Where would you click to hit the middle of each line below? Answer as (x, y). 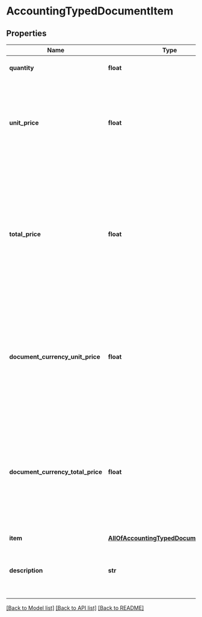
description (26, 570)
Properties (26, 33)
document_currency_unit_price (55, 357)
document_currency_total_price (56, 472)
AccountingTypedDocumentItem (90, 11)
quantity (22, 68)
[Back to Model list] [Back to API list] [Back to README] (75, 608)
